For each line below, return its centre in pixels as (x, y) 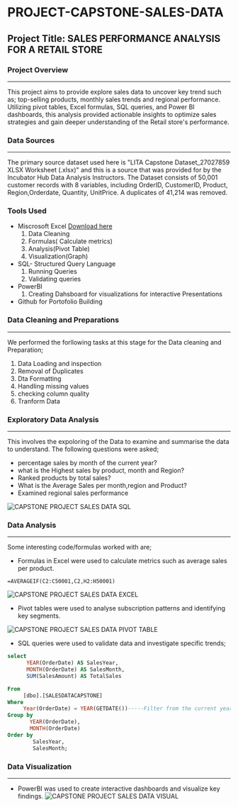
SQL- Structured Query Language (67, 264)
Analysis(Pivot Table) (59, 249)
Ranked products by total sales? (64, 478)
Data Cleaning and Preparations (63, 320)
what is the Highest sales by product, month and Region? (101, 471)
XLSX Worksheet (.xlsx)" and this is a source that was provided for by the (114, 170)
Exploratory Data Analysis (53, 419)
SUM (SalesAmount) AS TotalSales (74, 676)
